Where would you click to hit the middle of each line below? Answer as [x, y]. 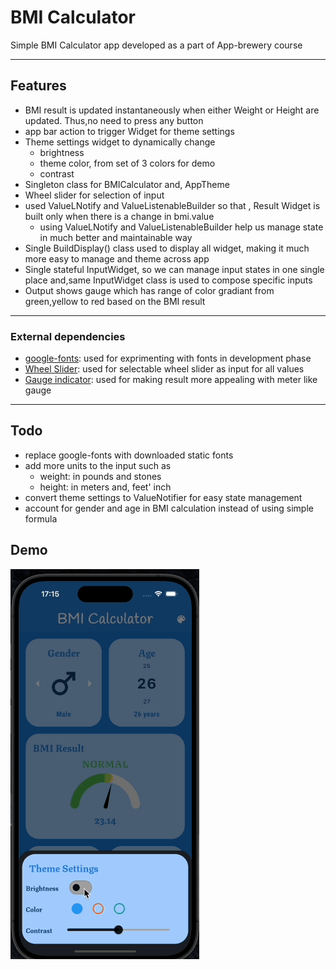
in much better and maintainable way [116, 237]
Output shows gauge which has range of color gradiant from [149, 290]
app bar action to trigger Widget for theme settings [129, 131]
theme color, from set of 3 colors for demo [127, 163]
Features [38, 86]
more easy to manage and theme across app [117, 258]
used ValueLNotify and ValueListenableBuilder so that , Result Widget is [172, 205]
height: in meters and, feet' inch [105, 487]
